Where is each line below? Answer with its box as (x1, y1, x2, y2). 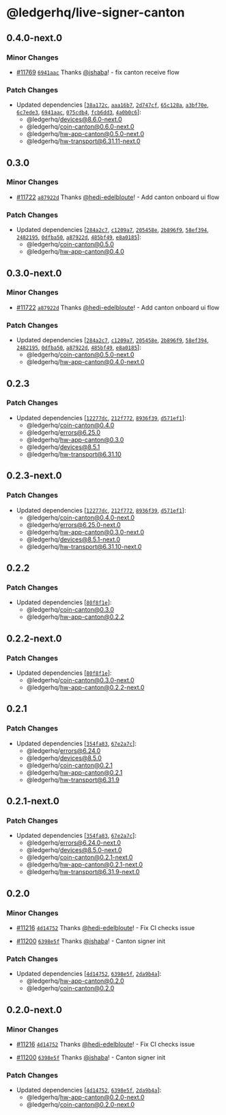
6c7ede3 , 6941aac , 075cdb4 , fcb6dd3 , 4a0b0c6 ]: (16, 108, 141, 116)
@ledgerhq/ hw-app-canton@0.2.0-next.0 (26, 1093, 145, 1101)
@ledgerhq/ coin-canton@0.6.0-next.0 (26, 123, 135, 131)
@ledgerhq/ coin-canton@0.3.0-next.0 (26, 676, 135, 684)
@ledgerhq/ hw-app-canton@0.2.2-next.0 (26, 683, 145, 691)
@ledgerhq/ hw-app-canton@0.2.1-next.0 (26, 860, 143, 869)
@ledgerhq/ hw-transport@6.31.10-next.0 (26, 542, 142, 550)
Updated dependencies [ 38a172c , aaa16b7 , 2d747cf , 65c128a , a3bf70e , (16, 101, 209, 109)
